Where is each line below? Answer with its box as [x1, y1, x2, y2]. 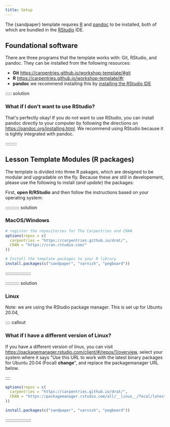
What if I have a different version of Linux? [5, 332, 111, 339]
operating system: [5, 194, 43, 200]
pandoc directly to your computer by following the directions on [5, 120, 138, 126]
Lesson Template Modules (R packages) [5, 155, 135, 164]
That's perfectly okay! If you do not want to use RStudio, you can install [5, 114, 154, 120]
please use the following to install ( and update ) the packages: [5, 179, 134, 185]
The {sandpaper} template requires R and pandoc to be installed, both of [5, 21, 157, 27]
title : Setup [5, 7, 33, 13]
